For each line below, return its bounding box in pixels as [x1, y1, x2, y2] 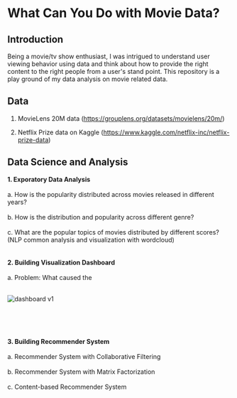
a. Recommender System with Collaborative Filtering [7, 352, 161, 360]
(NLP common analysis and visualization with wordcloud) [7, 235, 175, 244]
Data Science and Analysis [7, 156, 128, 168]
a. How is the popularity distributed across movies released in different [7, 190, 214, 198]
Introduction [7, 33, 64, 45]
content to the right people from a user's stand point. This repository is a [7, 68, 220, 75]
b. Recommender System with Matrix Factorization [7, 367, 155, 376]
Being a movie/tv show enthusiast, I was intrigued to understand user [7, 52, 211, 60]
